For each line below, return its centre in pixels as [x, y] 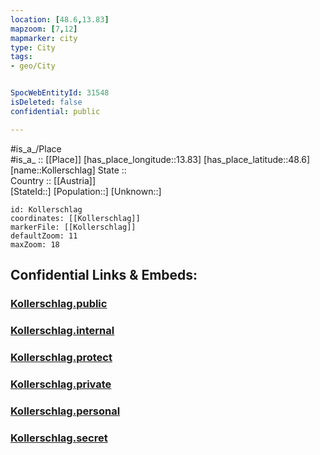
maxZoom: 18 [35, 244]
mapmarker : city [44, 38]
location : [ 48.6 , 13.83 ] [60, 19]
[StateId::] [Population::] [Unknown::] [86, 191]
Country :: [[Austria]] [53, 180]
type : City [33, 47]
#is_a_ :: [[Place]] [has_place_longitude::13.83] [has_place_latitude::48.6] [160, 159]
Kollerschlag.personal [65, 411]
